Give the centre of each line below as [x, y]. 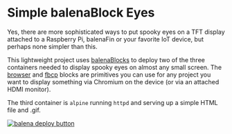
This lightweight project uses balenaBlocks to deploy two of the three [106, 59]
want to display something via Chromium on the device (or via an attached [113, 82]
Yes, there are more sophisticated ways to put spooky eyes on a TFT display [116, 32]
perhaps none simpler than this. [53, 46]
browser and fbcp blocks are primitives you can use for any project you [109, 75]
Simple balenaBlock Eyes [81, 13]
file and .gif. [24, 110]
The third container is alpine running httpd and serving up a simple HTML [113, 102]
